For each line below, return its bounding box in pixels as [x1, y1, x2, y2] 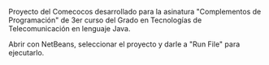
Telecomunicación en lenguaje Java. [8, 24, 131, 33]
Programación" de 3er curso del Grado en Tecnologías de [8, 15, 202, 25]
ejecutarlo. [8, 48, 45, 57]
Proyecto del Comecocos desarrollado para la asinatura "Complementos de [8, 7, 262, 16]
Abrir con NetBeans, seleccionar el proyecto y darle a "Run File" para [8, 39, 241, 49]
